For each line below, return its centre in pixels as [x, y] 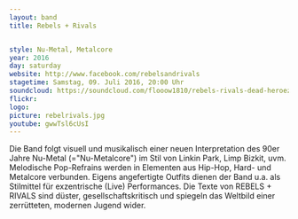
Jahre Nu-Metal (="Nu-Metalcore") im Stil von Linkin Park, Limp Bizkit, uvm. [148, 158]
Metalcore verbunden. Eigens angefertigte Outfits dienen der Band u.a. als [145, 177]
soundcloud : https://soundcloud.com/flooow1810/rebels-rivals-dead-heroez [150, 90]
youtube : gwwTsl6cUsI [49, 124]
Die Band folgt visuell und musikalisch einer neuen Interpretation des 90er [145, 149]
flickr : [24, 98]
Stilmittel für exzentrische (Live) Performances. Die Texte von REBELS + [141, 186]
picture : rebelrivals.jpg [57, 115]
